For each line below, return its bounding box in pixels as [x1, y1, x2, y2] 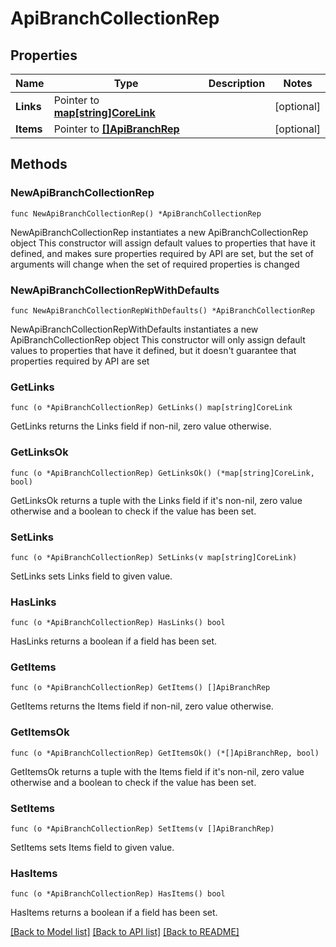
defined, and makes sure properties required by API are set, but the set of [10, 247, 315, 259]
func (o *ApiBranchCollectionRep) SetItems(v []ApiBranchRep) [10, 824, 275, 834]
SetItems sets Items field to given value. [10, 842, 175, 854]
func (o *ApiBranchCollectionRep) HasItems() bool [10, 889, 226, 899]
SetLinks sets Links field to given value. [10, 570, 173, 582]
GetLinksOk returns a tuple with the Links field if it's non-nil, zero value [10, 494, 303, 506]
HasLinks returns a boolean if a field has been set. [10, 635, 217, 647]
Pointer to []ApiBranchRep [53, 122, 180, 136]
